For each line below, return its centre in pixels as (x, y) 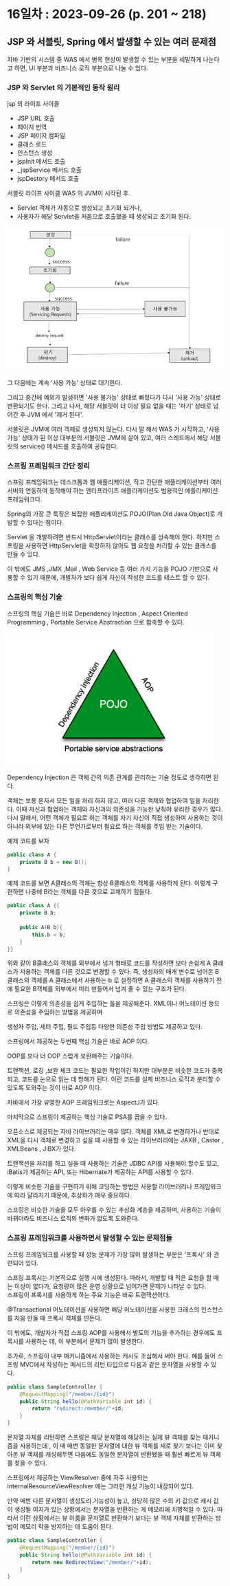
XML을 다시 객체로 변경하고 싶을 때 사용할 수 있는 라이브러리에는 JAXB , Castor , (115, 1140)
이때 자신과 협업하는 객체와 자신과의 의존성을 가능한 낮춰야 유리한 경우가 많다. (119, 809)
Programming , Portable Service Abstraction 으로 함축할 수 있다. (96, 622)
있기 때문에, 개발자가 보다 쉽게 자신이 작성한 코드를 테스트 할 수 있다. (118, 578)
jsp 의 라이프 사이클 (33, 104)
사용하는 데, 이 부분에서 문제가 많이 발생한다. (84, 1341)
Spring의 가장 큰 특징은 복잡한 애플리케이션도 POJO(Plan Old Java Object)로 (111, 514)
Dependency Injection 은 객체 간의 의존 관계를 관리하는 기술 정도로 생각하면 (109, 777)
